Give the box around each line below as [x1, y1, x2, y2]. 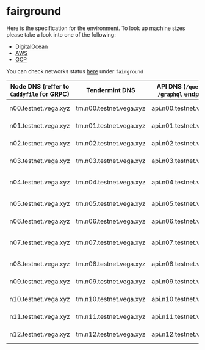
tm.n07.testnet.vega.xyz [76, 238, 146, 247]
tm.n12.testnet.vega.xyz [76, 330, 146, 338]
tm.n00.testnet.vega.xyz [76, 104, 146, 112]
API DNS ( [156, 82, 186, 90]
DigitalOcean [15, 43, 48, 50]
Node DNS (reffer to [10, 82, 70, 90]
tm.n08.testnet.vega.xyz [76, 260, 146, 268]
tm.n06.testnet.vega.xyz [76, 217, 146, 225]
